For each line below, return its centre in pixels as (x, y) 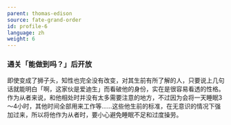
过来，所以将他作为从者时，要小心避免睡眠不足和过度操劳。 (98, 115)
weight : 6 (21, 39)
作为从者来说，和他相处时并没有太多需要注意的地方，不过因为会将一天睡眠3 (115, 98)
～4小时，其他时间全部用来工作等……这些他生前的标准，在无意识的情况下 (111, 106)
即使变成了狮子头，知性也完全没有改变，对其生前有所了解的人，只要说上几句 (116, 80)
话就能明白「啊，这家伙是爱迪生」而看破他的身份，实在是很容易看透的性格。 (116, 89)
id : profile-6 (28, 26)
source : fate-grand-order (44, 20)
